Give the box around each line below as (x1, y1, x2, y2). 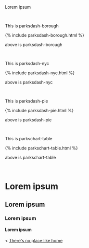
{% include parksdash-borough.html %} (5, 33, 85, 38)
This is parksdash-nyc (5, 61, 50, 66)
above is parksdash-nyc (5, 80, 53, 85)
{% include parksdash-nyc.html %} (5, 70, 75, 76)
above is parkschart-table (5, 155, 56, 160)
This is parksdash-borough (5, 23, 59, 29)
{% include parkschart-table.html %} (5, 145, 78, 151)
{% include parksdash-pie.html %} (5, 108, 74, 113)
